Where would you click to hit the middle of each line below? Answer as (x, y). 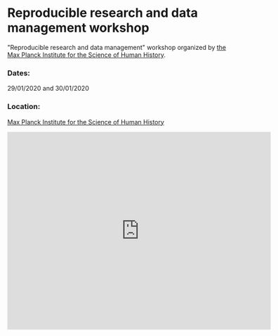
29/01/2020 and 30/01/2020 (48, 89)
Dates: (19, 73)
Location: (24, 107)
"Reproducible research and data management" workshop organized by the (117, 47)
